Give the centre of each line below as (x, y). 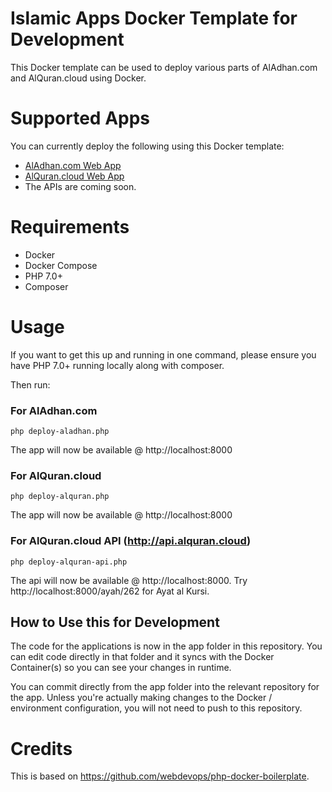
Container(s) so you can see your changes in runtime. (121, 668)
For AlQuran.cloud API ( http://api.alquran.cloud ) (131, 541)
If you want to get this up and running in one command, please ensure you (163, 354)
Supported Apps (80, 118)
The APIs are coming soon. (80, 186)
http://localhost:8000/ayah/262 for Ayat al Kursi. (110, 591)
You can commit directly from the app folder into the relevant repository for (165, 687)
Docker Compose (61, 265)
